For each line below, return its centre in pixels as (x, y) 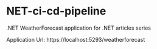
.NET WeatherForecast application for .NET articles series (78, 28)
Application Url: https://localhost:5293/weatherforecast (76, 39)
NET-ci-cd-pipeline (56, 11)
